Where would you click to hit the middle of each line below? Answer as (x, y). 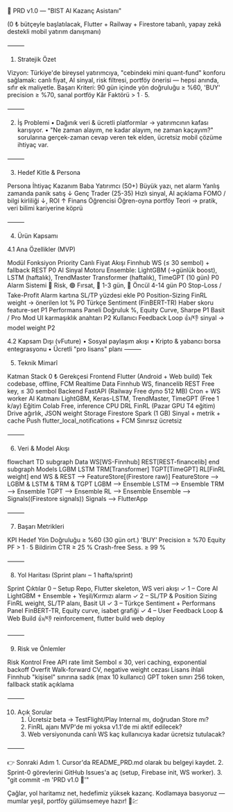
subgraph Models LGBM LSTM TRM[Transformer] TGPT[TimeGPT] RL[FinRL (116, 469)
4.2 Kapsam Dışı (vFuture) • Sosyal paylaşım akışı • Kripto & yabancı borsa (114, 341)
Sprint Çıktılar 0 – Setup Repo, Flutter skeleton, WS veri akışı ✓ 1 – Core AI (113, 589)
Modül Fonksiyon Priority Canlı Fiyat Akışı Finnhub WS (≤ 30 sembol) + (109, 263)
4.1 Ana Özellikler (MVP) (42, 249)
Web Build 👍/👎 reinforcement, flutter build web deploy (86, 618)
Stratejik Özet (37, 59)
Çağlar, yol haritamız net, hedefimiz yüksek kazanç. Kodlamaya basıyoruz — (116, 793)
